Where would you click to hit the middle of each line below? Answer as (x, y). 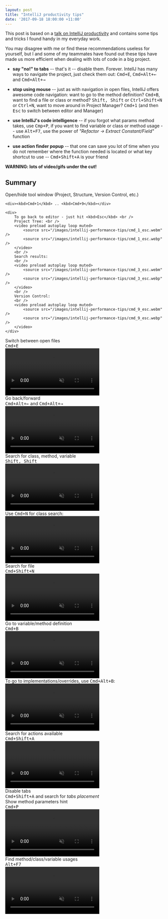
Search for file (20, 566)
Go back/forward (23, 398)
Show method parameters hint (36, 802)
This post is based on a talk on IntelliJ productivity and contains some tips (82, 34)
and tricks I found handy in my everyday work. (53, 39)
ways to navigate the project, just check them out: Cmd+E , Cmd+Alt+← (85, 74)
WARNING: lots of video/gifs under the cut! (51, 167)
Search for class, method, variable (41, 456)
